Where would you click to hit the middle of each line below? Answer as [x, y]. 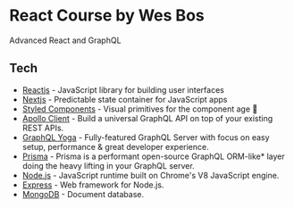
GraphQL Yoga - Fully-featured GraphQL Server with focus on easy [146, 137]
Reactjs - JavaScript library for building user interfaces [123, 89]
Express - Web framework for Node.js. [93, 185]
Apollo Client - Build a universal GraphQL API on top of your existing [147, 118]
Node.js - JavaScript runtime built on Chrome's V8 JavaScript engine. [151, 175]
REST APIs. [43, 128]
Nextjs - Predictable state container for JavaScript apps [125, 99]
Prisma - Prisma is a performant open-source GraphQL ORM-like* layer [154, 156]
